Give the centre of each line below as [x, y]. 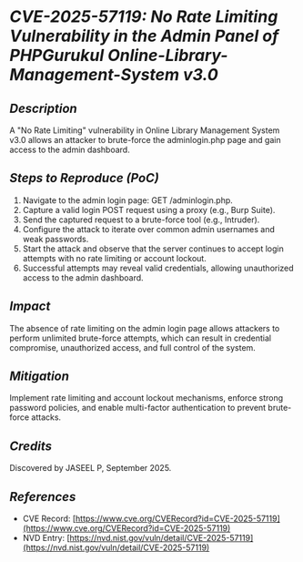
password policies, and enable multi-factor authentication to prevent [138, 408]
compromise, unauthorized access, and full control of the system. [133, 347]
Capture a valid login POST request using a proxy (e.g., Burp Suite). [149, 209]
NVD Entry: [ [46, 538]
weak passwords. [56, 239]
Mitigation [40, 377]
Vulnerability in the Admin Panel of [144, 36]
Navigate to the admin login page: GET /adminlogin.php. [128, 200]
